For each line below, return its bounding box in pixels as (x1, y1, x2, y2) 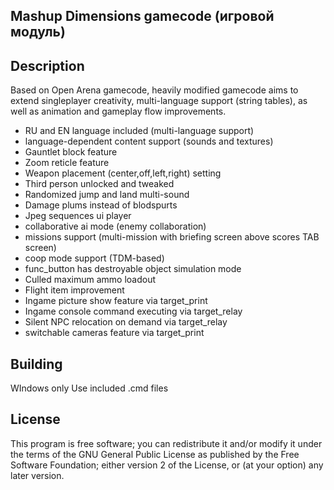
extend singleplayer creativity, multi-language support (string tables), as (10, 95, 308, 107)
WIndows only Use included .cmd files (10, 382, 169, 394)
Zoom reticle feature (24, 157, 110, 169)
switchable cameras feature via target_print (24, 327, 205, 339)
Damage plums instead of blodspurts (24, 199, 178, 211)
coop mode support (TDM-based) (24, 252, 165, 264)
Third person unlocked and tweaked (24, 178, 175, 190)
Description (10, 57, 85, 74)
